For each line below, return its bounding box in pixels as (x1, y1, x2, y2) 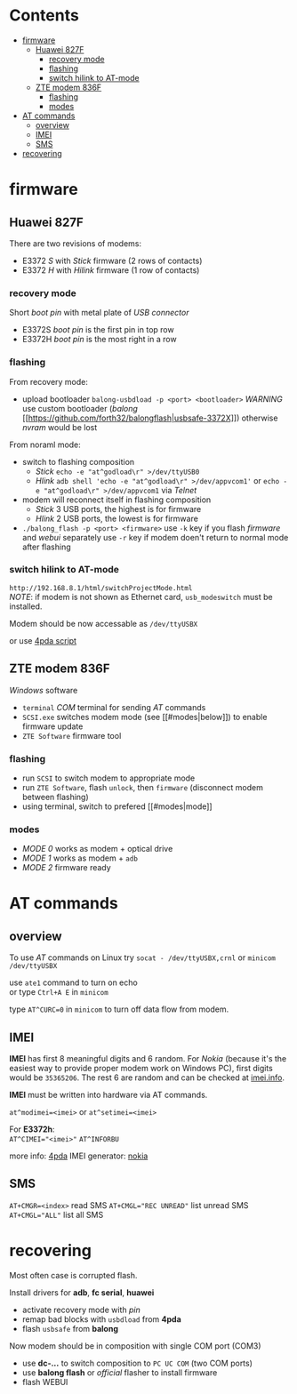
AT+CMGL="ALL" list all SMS (9, 1209, 104, 1220)
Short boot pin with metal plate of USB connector (9, 308, 189, 318)
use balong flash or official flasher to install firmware (21, 1366, 218, 1378)
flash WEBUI (21, 1376, 68, 1387)
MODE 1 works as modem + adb (21, 853, 138, 863)
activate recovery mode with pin (21, 1304, 140, 1315)
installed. (9, 601, 43, 612)
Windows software (9, 685, 78, 695)
